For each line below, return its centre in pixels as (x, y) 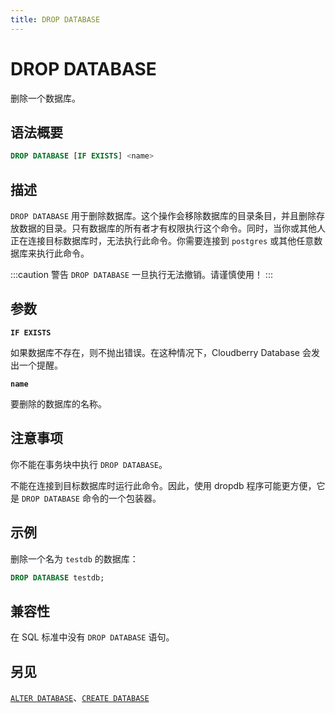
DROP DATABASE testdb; (57, 577)
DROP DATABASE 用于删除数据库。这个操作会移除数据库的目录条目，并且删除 (163, 216)
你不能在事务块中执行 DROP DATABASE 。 (89, 464)
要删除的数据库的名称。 (58, 403)
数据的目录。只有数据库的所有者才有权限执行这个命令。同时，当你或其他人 (172, 228)
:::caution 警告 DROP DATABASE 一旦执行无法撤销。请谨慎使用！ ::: (141, 275)
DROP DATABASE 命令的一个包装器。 (91, 498)
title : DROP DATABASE (55, 19)
